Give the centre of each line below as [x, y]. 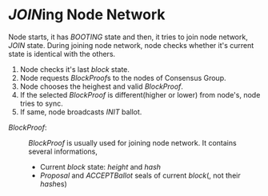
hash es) [54, 184]
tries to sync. [41, 103]
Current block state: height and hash [100, 166]
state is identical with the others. [62, 54]
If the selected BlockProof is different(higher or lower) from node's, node [140, 94]
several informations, [63, 151]
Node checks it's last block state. [75, 69]
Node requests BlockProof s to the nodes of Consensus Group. [123, 78]
